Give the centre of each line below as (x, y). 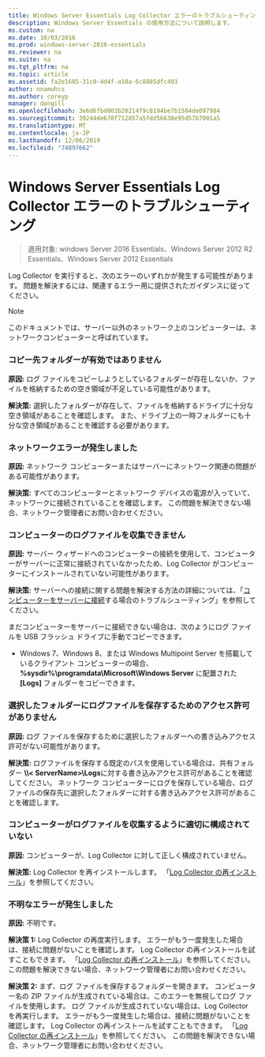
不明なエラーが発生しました (61, 904)
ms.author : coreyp (38, 96)
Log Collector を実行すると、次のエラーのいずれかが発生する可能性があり (127, 276)
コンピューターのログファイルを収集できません (97, 535)
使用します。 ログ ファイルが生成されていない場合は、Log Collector (138, 1006)
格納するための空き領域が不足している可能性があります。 (122, 389)
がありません (32, 717)
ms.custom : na (32, 30)
